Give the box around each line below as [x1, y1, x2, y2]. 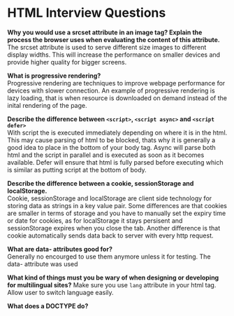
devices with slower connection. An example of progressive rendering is [7, 86, 215, 95]
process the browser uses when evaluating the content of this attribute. [7, 35, 220, 43]
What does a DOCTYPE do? [7, 301, 89, 310]
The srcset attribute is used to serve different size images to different [7, 43, 207, 51]
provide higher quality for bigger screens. [7, 57, 127, 66]
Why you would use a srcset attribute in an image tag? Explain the [7, 28, 203, 36]
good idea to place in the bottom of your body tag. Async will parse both [7, 143, 217, 151]
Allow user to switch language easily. [7, 288, 114, 296]
